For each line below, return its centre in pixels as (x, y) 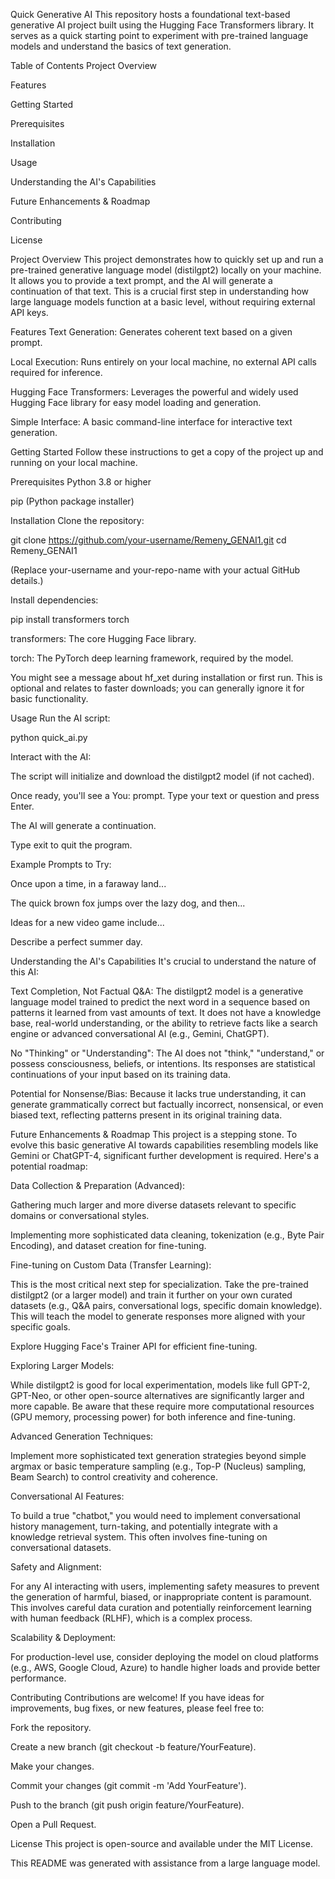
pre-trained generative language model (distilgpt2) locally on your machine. (166, 270)
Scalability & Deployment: (63, 1637)
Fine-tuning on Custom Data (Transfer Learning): (111, 1265)
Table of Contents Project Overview (84, 65)
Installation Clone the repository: (77, 520)
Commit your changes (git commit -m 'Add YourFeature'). (128, 1785)
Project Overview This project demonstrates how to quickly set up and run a (167, 259)
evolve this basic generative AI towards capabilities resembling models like (164, 1145)
